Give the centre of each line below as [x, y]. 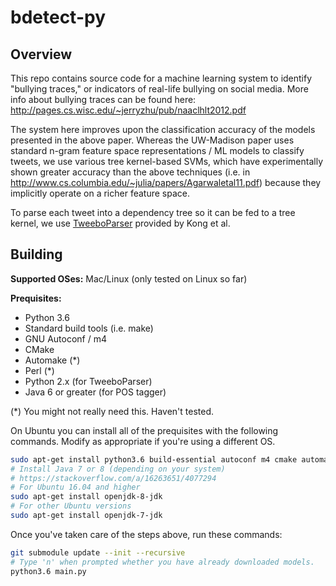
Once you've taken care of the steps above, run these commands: [146, 534]
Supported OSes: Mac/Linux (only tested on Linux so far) [129, 278]
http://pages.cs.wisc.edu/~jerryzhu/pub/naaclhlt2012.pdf [128, 110]
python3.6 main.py [48, 571]
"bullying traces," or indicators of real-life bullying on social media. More [159, 89]
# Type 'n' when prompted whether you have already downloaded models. [162, 562]
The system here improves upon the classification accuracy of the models [163, 129]
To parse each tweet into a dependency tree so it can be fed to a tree [153, 212]
